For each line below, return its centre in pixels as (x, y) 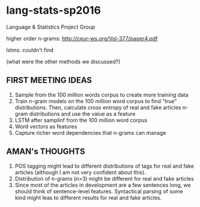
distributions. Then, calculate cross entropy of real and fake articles (98, 107)
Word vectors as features (46, 126)
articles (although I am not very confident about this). (80, 172)
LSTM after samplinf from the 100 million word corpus (81, 120)
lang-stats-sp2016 (54, 10)
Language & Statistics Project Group (51, 27)
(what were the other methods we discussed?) (63, 61)
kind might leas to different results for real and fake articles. (88, 197)
